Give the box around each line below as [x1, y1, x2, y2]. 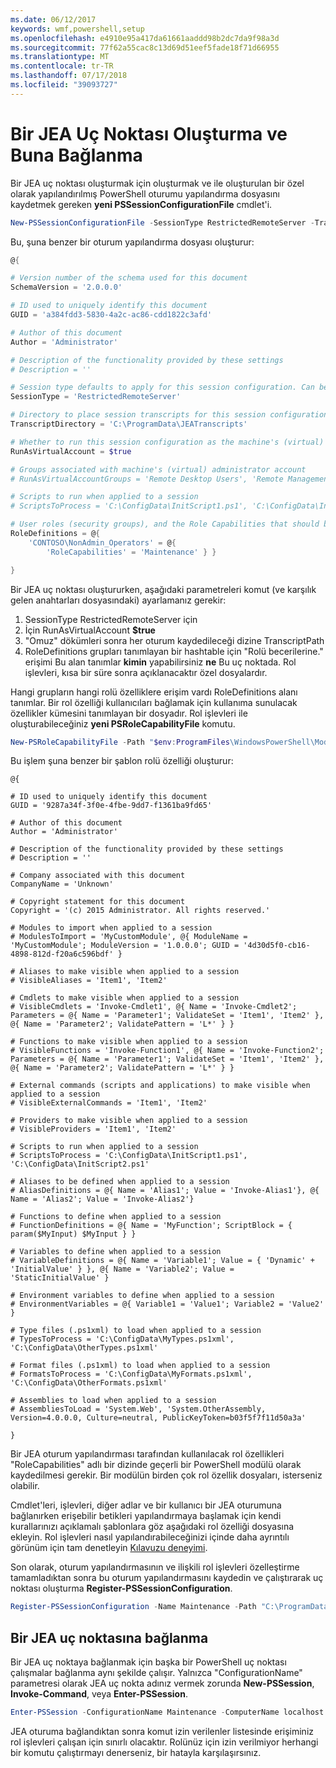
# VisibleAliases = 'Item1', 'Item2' [10, 976, 168, 986]
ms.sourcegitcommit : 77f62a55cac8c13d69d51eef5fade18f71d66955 [10, 42, 280, 53]
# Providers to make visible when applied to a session [10, 1116, 248, 1126]
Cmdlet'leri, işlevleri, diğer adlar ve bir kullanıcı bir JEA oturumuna [10, 1499, 282, 1511]
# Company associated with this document [10, 871, 186, 881]
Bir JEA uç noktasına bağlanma [10, 1629, 209, 1646]
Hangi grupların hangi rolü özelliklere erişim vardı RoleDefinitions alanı [10, 686, 298, 698]
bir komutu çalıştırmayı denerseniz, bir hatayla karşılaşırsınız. [10, 1747, 262, 1758]
